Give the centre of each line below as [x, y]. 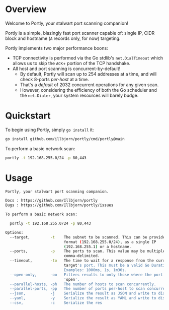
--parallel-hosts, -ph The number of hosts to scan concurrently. [83, 284]
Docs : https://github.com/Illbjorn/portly [52, 201]
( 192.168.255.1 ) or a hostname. [98, 246]
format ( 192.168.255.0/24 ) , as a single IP [110, 242]
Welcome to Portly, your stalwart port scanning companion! [67, 23]
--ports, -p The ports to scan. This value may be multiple [88, 251]
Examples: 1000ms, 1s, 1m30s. [95, 270]
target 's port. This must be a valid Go [107, 266]
